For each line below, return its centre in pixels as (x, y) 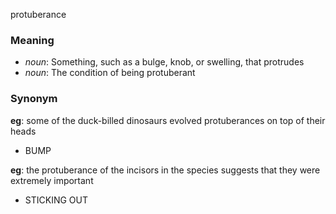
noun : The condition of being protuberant (110, 73)
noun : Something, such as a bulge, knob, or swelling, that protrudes (164, 62)
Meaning (32, 40)
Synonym (34, 99)
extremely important (52, 180)
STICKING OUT (56, 200)
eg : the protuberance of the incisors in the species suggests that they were (165, 170)
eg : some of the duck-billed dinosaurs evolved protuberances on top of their (168, 120)
